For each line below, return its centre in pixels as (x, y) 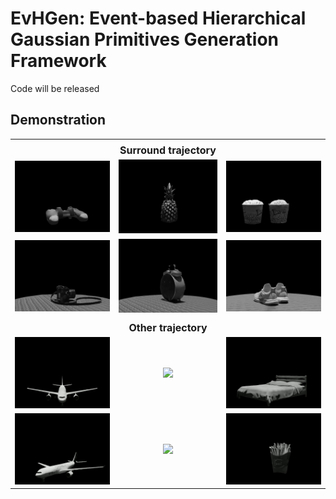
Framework (58, 61)
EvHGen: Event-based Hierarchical (158, 18)
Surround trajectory (168, 150)
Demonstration (58, 120)
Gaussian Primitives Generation (145, 39)
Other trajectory (168, 327)
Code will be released (55, 88)
